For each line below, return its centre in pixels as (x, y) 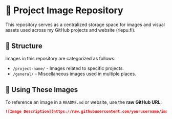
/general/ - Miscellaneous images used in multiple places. (74, 74)
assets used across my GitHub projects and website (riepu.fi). (70, 30)
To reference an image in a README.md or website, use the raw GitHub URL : (84, 102)
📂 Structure (24, 46)
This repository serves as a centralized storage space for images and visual (85, 25)
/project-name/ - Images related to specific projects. (68, 68)
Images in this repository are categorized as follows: (60, 58)
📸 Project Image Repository (64, 10)
